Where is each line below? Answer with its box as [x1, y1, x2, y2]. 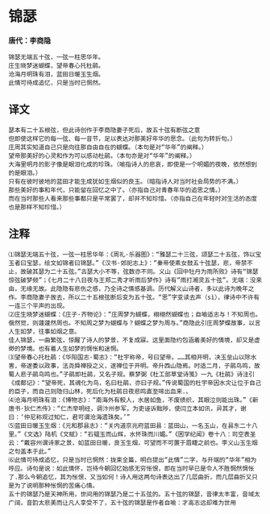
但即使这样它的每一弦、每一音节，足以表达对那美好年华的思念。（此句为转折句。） [8, 135, 236, 143]
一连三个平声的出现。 [8, 301, 69, 310]
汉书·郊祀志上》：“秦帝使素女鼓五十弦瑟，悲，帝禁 [104, 259, 247, 267]
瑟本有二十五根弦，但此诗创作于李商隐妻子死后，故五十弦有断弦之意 [8, 126, 201, 134]
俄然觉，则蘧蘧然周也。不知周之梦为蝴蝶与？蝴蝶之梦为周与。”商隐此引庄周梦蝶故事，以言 [8, 319, 261, 327]
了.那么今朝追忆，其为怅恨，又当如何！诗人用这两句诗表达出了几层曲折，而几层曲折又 [8, 473, 252, 481]
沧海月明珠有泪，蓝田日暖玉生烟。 [8, 70, 105, 78]
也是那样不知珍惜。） [8, 203, 66, 211]
